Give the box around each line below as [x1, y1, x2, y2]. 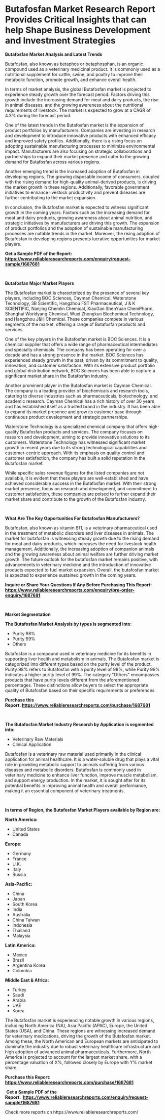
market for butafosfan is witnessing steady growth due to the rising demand [5, 535, 159, 541]
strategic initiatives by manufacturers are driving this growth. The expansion [5, 220, 160, 226]
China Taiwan [12, 917, 40, 923]
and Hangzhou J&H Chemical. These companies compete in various [5, 316, 144, 322]
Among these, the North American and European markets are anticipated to [5, 1038, 159, 1044]
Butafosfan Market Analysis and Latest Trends [5, 51, 102, 57]
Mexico [12, 951, 28, 957]
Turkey [12, 987, 27, 992]
